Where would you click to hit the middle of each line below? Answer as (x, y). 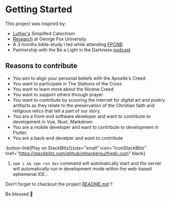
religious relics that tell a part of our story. (57, 110)
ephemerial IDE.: (30, 174)
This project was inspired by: (36, 24)
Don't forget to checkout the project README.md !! (59, 184)
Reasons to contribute (41, 66)
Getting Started (39, 9)
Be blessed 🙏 (19, 194)
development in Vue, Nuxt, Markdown (53, 122)
